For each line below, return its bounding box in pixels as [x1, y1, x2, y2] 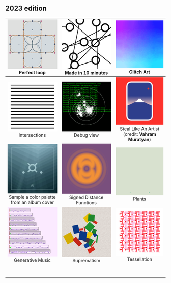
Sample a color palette [9, 194, 56, 200]
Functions [76, 199, 97, 205]
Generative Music [14, 257, 51, 263]
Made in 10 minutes [65, 70, 108, 76]
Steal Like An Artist [119, 125, 160, 132]
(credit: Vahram [123, 131, 156, 137]
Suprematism [72, 257, 101, 263]
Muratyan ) [128, 137, 151, 143]
